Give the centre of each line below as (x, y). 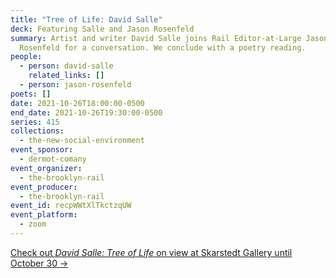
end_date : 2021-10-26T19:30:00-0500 (86, 112)
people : (26, 57)
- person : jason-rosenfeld (75, 85)
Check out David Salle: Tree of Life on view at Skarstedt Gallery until (151, 252)
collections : (37, 131)
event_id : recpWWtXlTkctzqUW (71, 206)
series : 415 (35, 122)
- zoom (33, 224)
